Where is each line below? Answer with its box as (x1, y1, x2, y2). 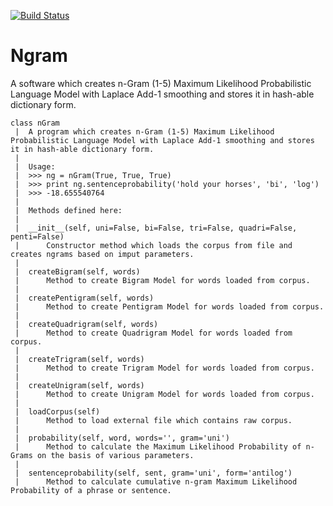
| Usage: (14, 161, 56, 172)
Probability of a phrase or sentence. (10, 485, 172, 495)
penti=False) (10, 231, 65, 242)
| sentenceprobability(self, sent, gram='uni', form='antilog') (14, 468, 293, 478)
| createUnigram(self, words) (14, 380, 145, 390)
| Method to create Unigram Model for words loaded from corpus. (14, 389, 315, 399)
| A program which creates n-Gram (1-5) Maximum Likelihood (14, 126, 275, 137)
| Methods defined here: (14, 205, 123, 215)
